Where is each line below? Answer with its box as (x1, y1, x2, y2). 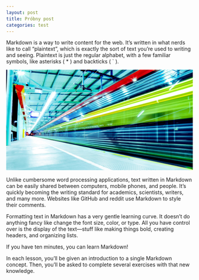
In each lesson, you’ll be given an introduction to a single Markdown (6, 255, 172, 262)
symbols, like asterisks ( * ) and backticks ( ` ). (6, 58, 120, 65)
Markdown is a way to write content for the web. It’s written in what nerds (6, 39, 185, 46)
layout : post (6, 9, 38, 15)
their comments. (6, 202, 46, 209)
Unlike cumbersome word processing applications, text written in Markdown (6, 176, 192, 183)
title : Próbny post (6, 15, 54, 22)
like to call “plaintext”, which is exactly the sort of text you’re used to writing (6, 45, 191, 53)
